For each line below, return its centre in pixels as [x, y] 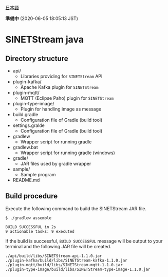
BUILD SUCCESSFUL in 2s [31, 227]
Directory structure [37, 58]
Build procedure [32, 196]
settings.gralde [29, 125]
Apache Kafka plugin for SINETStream [59, 87]
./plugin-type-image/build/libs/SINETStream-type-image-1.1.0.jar [78, 269]
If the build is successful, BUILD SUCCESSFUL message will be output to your [84, 241]
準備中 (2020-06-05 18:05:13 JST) [42, 19]
